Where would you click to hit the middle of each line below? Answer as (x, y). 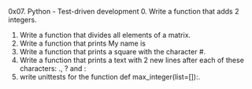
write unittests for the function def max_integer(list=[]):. (110, 77)
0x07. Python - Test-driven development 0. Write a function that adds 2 (124, 11)
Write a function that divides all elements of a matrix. (105, 35)
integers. (22, 20)
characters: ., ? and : (53, 69)
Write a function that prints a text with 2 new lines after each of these (132, 60)
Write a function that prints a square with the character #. (113, 52)
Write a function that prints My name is (83, 43)
